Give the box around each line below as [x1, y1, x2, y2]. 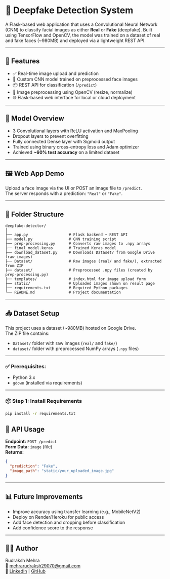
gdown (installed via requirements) [12, 380, 82, 386]
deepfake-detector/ [5, 223, 47, 228]
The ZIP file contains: [5, 330, 50, 336]
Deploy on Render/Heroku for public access [12, 514, 104, 520]
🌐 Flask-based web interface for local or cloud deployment [12, 94, 136, 100]
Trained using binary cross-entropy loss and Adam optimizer [12, 144, 139, 150]
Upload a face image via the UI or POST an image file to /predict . [5, 185, 142, 191]
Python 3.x [12, 374, 35, 380]
